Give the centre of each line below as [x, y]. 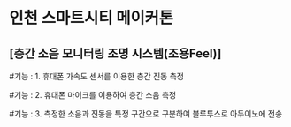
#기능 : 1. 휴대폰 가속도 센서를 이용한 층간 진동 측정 [96, 76]
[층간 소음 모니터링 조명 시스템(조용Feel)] [115, 53]
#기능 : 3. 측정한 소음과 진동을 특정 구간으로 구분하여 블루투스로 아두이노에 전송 [146, 114]
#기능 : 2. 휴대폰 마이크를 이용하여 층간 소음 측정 [93, 95]
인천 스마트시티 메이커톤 [92, 18]
